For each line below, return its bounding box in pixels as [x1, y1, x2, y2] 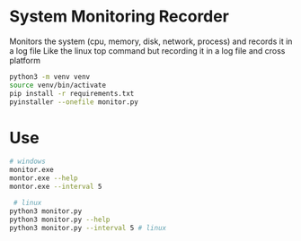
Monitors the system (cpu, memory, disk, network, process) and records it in [9, 36, 293, 47]
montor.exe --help [9, 174, 78, 183]
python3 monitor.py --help [9, 215, 111, 224]
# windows [9, 157, 47, 167]
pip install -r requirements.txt [9, 89, 135, 98]
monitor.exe [9, 166, 54, 175]
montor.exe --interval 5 [9, 182, 102, 191]
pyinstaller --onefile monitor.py [9, 97, 139, 107]
